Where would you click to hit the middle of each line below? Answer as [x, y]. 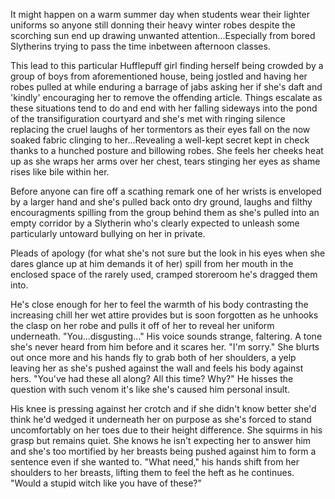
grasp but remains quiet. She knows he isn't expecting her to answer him [161, 440]
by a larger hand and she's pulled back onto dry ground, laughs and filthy [161, 202]
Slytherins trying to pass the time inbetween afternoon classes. [140, 46]
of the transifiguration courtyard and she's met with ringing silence [148, 118]
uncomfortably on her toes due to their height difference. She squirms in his [166, 430]
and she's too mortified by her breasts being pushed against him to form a [163, 451]
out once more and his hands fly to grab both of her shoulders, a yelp [153, 357]
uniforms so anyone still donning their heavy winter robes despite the [153, 25]
